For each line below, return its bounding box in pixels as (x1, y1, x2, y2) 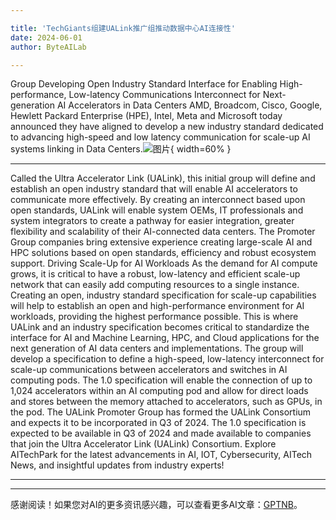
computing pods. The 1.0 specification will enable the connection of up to (10, 374, 313, 386)
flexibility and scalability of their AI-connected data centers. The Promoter (10, 226, 316, 238)
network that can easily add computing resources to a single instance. (10, 279, 300, 291)
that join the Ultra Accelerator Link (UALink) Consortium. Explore (10, 438, 277, 450)
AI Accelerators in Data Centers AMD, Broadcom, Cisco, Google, (56, 99, 323, 111)
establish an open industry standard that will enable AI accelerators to (10, 183, 298, 195)
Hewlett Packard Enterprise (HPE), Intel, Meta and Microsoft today (10, 110, 283, 122)
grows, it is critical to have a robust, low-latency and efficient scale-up (10, 268, 301, 280)
